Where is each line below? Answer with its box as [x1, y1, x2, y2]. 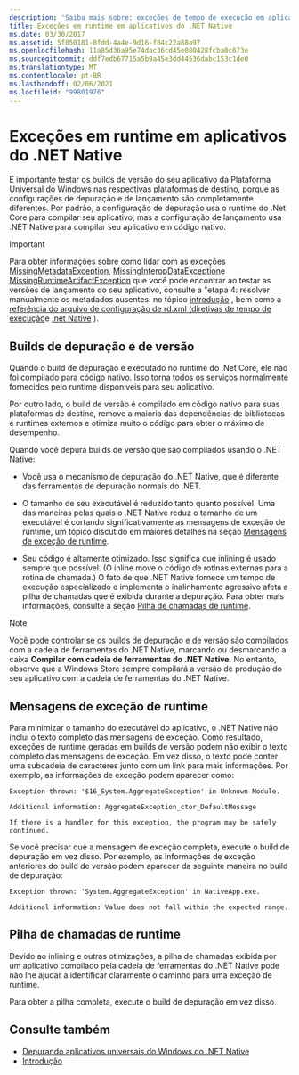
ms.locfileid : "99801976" [9, 87, 105, 96]
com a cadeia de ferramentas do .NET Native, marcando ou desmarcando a [9, 644, 287, 655]
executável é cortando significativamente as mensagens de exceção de [21, 517, 286, 528]
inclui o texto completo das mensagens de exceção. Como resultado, [9, 732, 263, 743]
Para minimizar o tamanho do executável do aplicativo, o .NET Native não [9, 723, 279, 734]
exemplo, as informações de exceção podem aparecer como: [9, 770, 234, 781]
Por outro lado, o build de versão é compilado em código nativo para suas [9, 398, 280, 410]
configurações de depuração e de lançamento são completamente [9, 193, 254, 204]
